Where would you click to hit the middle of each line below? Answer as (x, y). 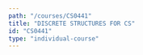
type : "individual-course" (54, 38)
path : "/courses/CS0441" (50, 16)
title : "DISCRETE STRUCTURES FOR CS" (72, 23)
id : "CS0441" (30, 31)
